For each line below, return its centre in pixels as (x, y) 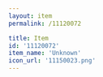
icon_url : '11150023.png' (52, 61)
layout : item (30, 16)
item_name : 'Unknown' (45, 53)
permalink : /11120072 (45, 24)
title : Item (28, 38)
